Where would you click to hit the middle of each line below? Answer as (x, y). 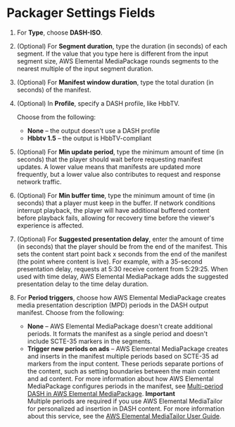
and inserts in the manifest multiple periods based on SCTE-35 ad (123, 356)
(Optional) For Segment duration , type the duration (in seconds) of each (122, 46)
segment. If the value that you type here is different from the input (112, 54)
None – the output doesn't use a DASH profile (94, 130)
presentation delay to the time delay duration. (83, 284)
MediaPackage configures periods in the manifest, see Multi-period (125, 386)
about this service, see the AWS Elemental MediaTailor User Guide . (124, 416)
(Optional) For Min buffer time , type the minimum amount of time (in (116, 195)
